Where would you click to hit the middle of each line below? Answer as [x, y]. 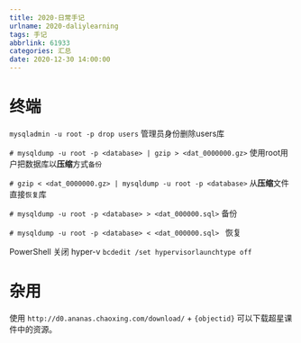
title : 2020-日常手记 [47, 18]
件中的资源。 [33, 329]
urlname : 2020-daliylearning [64, 26]
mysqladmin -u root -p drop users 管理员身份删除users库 [117, 133]
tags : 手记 [28, 34]
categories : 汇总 [41, 51]
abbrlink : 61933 [40, 43]
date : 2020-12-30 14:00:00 [60, 59]
